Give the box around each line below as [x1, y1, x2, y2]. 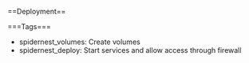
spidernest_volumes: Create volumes [18, 37, 140, 46]
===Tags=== [7, 22, 51, 31]
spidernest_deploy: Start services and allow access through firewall [18, 46, 242, 54]
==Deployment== [7, 7, 66, 16]
